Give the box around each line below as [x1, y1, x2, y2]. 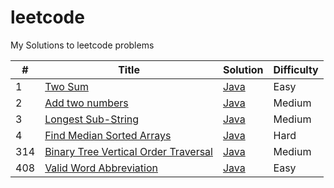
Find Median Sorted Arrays [44, 128, 172, 142]
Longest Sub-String [44, 112, 140, 126]
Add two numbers [44, 96, 129, 110]
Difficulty [273, 62, 319, 76]
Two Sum [44, 79, 89, 93]
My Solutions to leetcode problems [10, 39, 155, 51]
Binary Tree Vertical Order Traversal [44, 144, 213, 158]
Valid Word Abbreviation [44, 161, 158, 175]
